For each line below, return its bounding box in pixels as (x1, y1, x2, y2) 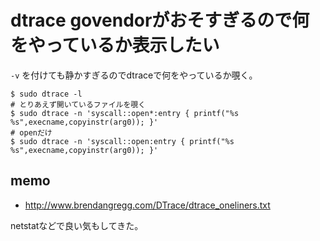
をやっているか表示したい (10, 34, 220, 57)
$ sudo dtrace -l (10, 89, 83, 99)
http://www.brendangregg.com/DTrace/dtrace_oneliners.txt (24, 199, 271, 211)
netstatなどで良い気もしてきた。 (10, 219, 144, 231)
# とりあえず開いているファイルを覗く (10, 99, 147, 110)
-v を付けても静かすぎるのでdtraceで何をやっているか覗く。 (10, 69, 258, 81)
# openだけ (10, 127, 53, 138)
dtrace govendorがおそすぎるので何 (10, 9, 310, 32)
